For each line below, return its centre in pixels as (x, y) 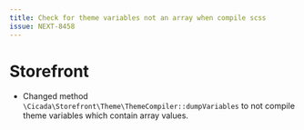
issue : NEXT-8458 (42, 26)
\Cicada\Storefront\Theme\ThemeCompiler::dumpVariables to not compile (159, 106)
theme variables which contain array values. (106, 115)
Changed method (55, 96)
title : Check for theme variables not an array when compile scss (138, 18)
